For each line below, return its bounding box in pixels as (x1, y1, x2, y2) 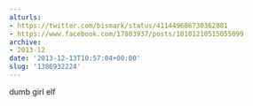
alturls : (9, 12, 42, 22)
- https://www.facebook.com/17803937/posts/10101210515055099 (9, 29, 244, 38)
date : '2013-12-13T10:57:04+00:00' (9, 54, 141, 63)
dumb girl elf (9, 86, 56, 97)
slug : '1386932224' (9, 63, 82, 72)
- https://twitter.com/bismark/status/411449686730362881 (9, 21, 228, 30)
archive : (9, 37, 42, 47)
